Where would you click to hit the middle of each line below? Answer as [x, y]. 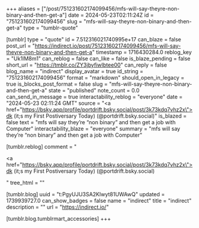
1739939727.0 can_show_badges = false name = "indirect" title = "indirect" [99, 201]
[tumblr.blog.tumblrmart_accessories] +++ [59, 219]
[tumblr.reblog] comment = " [41, 147]
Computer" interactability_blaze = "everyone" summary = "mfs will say [93, 129]
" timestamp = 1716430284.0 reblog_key [142, 52]
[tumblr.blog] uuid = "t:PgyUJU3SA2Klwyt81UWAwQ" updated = [86, 194]
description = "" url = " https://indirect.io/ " [58, 207]
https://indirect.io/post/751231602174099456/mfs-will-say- [108, 46]
